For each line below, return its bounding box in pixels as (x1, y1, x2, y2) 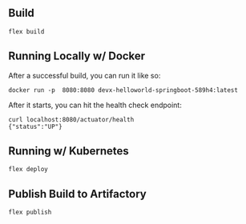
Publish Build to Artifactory (8, 187, 147, 201)
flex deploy (8, 166, 48, 174)
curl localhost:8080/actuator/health (8, 115, 135, 123)
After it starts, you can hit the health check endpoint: (8, 100, 182, 110)
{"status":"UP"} (8, 122, 63, 130)
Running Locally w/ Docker (8, 50, 146, 63)
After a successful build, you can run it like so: (8, 70, 161, 80)
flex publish (8, 208, 52, 217)
